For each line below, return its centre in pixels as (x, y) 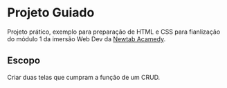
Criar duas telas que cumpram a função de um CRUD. (84, 77)
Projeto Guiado (51, 13)
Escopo (24, 61)
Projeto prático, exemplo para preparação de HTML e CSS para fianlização (114, 32)
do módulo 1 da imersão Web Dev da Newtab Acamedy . (87, 38)
